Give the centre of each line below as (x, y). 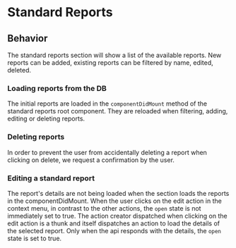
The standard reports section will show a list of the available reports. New (114, 55)
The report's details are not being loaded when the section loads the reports (118, 193)
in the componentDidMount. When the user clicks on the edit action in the (115, 201)
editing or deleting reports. (46, 119)
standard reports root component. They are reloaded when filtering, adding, (118, 111)
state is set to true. (35, 238)
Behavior (28, 38)
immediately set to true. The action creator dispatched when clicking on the (117, 216)
